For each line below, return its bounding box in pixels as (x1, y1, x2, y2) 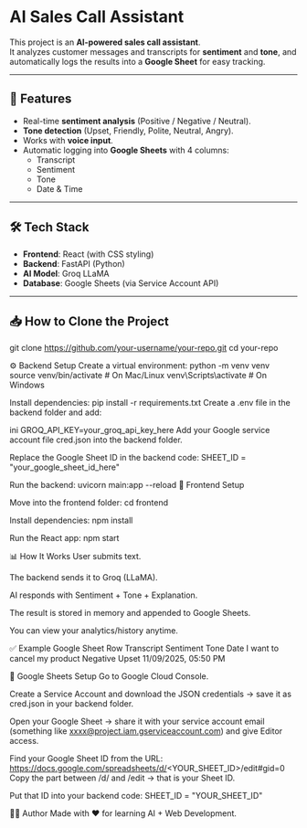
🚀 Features (9, 91, 72, 107)
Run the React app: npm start (9, 533, 120, 544)
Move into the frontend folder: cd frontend (9, 497, 169, 508)
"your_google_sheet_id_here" (9, 462, 121, 472)
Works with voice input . (22, 134, 114, 145)
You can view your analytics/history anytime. (9, 625, 178, 636)
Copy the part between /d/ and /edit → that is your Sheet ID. (9, 772, 236, 783)
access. (9, 736, 39, 747)
